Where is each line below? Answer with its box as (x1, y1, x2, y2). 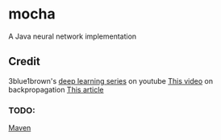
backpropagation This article (8, 84, 104, 94)
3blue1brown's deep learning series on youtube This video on (8, 76, 214, 85)
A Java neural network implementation (8, 31, 137, 41)
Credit (8, 55, 40, 68)
